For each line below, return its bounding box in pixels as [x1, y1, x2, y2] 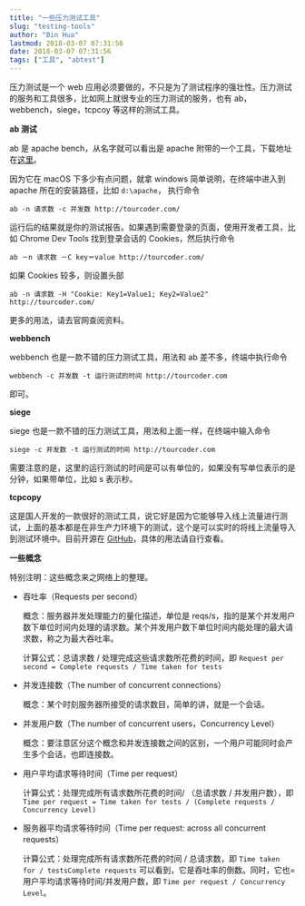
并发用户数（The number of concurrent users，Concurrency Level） [22, 718, 280, 729]
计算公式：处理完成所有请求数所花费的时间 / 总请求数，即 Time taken [22, 853, 280, 863]
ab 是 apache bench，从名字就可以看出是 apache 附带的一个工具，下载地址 [9, 143, 292, 153]
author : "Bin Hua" [9, 30, 79, 39]
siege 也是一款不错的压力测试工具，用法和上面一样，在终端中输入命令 [9, 426, 271, 436]
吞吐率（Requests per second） [22, 591, 143, 602]
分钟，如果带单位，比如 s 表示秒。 [9, 474, 138, 484]
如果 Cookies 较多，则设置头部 [9, 270, 124, 281]
